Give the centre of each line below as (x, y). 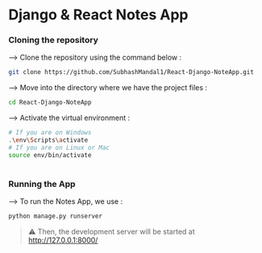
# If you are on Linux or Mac (59, 147)
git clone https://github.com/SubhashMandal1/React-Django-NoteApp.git (131, 73)
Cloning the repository (53, 40)
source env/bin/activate (50, 155)
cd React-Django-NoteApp (50, 102)
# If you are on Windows (50, 133)
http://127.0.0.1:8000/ (63, 240)
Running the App (42, 184)
